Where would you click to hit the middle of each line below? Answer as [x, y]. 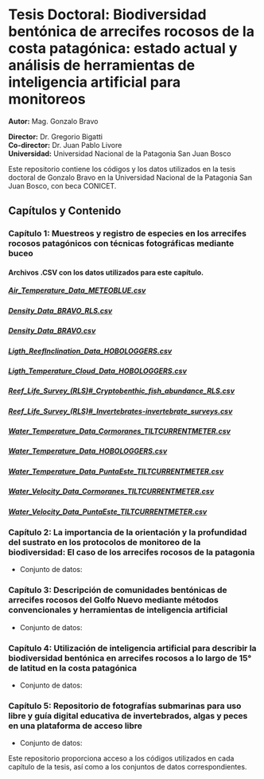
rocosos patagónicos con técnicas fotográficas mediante [121, 243]
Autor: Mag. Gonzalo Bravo [53, 121]
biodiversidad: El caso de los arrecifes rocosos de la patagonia [132, 552]
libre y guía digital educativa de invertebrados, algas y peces [128, 715]
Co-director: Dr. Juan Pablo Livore [65, 145]
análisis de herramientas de [102, 66]
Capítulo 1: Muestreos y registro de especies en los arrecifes [127, 234]
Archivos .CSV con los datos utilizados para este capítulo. [106, 272]
